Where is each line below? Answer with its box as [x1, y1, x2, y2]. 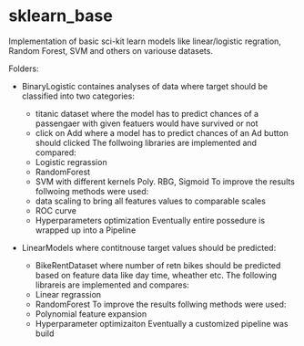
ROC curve [35, 204, 76, 215]
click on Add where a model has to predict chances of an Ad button [35, 127, 289, 138]
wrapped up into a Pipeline [35, 225, 137, 236]
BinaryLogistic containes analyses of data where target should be [21, 80, 269, 91]
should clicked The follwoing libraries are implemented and [35, 137, 257, 148]
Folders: [8, 63, 39, 74]
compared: [35, 147, 76, 158]
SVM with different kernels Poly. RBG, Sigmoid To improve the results [35, 175, 295, 187]
